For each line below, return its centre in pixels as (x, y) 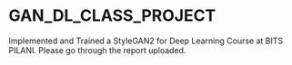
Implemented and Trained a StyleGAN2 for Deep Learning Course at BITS (146, 41)
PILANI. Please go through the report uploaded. (97, 50)
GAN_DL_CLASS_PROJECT (112, 16)
